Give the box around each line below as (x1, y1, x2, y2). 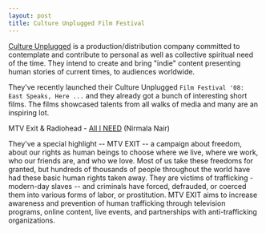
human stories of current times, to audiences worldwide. (8, 66, 195, 76)
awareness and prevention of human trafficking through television (8, 198, 226, 208)
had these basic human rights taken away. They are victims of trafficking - (8, 173, 254, 183)
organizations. (8, 215, 56, 225)
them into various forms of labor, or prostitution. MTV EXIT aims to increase (8, 190, 258, 199)
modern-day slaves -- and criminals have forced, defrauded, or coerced (8, 181, 247, 191)
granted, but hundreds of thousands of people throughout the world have (8, 164, 251, 174)
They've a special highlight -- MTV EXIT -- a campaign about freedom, (8, 139, 243, 148)
